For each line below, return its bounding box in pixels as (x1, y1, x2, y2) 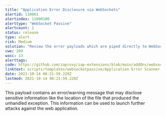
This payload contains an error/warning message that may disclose (5, 89, 142, 95)
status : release (5, 30, 39, 35)
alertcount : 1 (5, 26, 35, 31)
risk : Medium (5, 39, 32, 44)
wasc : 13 (5, 53, 23, 58)
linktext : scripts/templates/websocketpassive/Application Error (5, 67, 142, 72)
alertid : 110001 (5, 12, 39, 17)
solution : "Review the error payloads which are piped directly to (5, 44, 147, 49)
